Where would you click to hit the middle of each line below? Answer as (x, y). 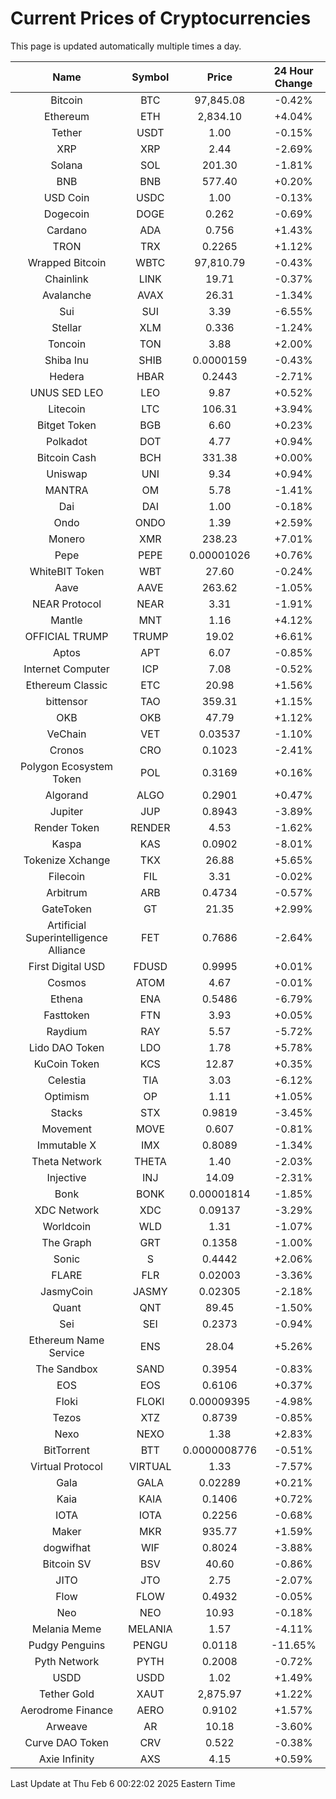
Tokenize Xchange (67, 860)
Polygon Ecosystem (66, 766)
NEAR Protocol (66, 604)
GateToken (66, 909)
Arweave (66, 1726)
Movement (66, 1129)
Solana (66, 165)
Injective (66, 1177)
